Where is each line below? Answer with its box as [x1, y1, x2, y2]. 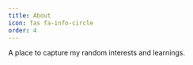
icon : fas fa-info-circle [8, 19, 93, 27]
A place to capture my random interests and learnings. [8, 48, 186, 58]
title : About [8, 11, 51, 20]
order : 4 [8, 26, 37, 34]
